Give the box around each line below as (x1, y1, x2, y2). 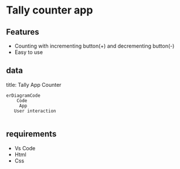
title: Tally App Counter (6, 81, 62, 88)
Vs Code (14, 144, 36, 151)
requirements (6, 129, 57, 139)
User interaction (13, 108, 57, 114)
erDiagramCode (6, 92, 41, 99)
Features (6, 27, 39, 37)
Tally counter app (6, 4, 93, 17)
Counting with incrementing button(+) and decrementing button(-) (14, 42, 175, 49)
